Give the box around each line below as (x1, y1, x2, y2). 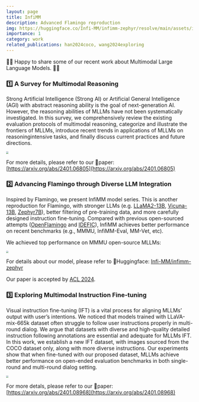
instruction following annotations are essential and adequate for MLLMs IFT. (6, 332, 192, 339)
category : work (6, 36, 44, 42)
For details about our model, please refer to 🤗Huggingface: (6, 258, 150, 265)
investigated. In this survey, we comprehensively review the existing (6, 114, 172, 122)
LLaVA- (167, 313, 185, 320)
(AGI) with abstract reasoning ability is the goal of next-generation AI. (6, 102, 176, 109)
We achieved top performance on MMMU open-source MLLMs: (6, 239, 162, 246)
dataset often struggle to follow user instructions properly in (30, 319, 178, 327)
